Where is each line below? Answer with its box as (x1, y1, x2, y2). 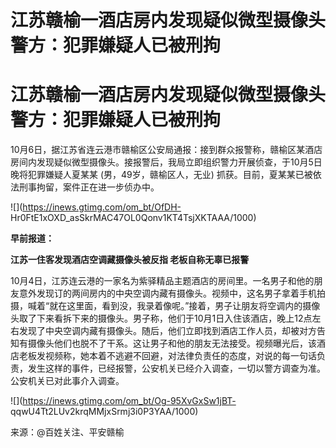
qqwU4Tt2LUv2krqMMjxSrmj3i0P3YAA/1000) (10, 406, 199, 418)
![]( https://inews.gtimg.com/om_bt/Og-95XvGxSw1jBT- (10, 395, 237, 407)
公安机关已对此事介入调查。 (10, 375, 125, 387)
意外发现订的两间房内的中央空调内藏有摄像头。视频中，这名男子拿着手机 (18, 287, 317, 300)
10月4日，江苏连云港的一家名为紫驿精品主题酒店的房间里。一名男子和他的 (10, 275, 315, 287)
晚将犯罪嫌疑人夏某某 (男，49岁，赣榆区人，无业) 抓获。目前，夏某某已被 (10, 169, 313, 181)
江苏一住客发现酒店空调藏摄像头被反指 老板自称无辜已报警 (10, 254, 250, 266)
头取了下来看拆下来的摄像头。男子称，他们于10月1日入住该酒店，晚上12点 (10, 312, 313, 325)
